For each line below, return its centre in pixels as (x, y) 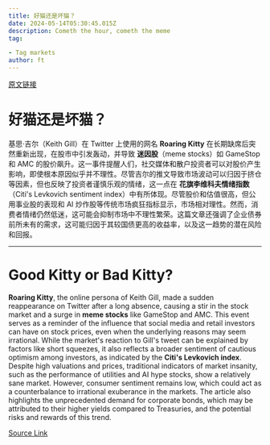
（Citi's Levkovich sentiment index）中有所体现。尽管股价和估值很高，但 (129, 193)
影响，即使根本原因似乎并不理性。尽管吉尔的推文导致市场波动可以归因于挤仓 (135, 173)
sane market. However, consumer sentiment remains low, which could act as (135, 383)
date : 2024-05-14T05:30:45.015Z (62, 23)
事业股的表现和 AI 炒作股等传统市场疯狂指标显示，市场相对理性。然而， (133, 204)
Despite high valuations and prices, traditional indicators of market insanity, (133, 366)
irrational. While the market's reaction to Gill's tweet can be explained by (129, 340)
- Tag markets (32, 53)
